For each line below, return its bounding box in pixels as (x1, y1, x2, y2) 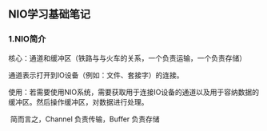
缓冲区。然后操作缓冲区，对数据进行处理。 (8, 97, 149, 106)
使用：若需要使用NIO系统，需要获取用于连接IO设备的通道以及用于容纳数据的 (8, 87, 260, 97)
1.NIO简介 (8, 34, 46, 45)
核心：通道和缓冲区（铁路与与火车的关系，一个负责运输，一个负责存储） (8, 53, 246, 62)
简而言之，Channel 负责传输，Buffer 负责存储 (10, 114, 160, 124)
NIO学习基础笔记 (8, 7, 91, 22)
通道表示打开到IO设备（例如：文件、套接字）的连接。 (8, 70, 184, 80)
